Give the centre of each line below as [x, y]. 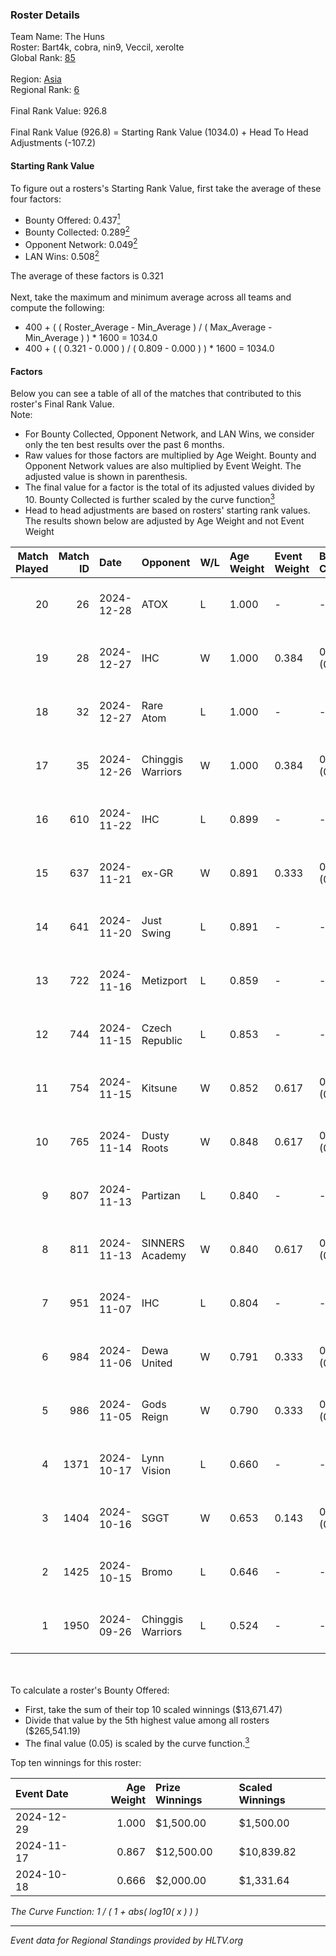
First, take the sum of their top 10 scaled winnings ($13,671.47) [153, 1709]
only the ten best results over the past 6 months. [124, 445]
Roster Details [45, 15]
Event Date [42, 1793]
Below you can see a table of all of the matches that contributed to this [156, 394]
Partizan [161, 1195]
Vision [156, 1470]
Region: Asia [36, 79]
